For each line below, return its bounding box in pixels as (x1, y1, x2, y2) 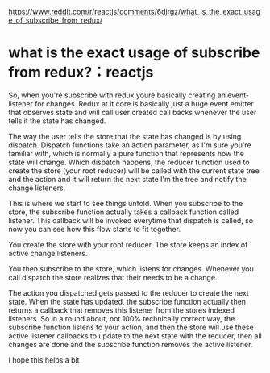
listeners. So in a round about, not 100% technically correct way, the (8, 313, 235, 323)
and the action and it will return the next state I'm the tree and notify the (8, 174, 247, 184)
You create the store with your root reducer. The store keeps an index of (8, 239, 248, 249)
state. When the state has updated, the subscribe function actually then (8, 296, 247, 306)
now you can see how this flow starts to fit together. (8, 224, 181, 234)
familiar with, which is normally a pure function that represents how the (8, 148, 244, 158)
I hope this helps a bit (8, 354, 80, 365)
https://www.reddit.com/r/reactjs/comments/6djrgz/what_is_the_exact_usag (8, 7, 260, 16)
